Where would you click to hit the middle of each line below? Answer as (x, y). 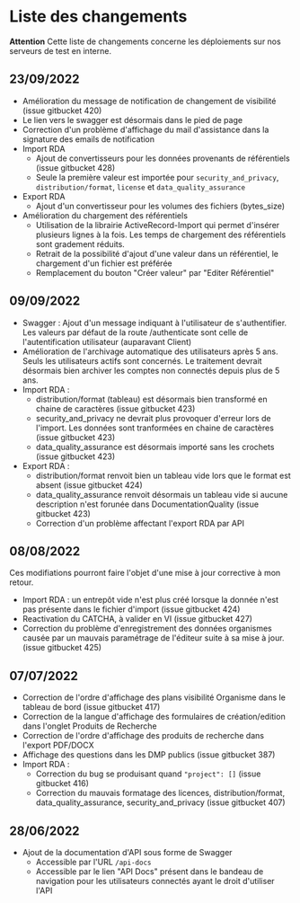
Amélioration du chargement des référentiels (105, 215)
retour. (22, 582)
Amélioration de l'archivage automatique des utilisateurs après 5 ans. (150, 351)
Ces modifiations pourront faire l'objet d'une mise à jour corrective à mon (145, 573)
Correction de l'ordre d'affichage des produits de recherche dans (143, 736)
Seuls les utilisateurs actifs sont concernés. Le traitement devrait (142, 360)
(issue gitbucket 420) (62, 111)
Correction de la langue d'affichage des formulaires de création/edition (154, 717)
